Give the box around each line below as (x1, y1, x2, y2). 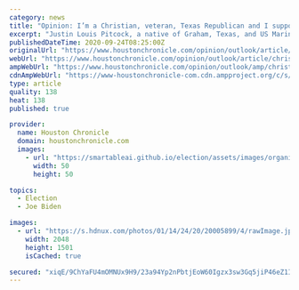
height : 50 (32, 170, 74, 179)
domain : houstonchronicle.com (17, 137, 129, 146)
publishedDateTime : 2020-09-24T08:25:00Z (9, 37, 166, 47)
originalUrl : (9, 46, 58, 55)
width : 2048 (25, 235, 69, 244)
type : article (9, 79, 62, 88)
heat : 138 (9, 95, 46, 105)
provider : (9, 120, 46, 129)
